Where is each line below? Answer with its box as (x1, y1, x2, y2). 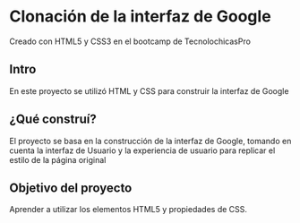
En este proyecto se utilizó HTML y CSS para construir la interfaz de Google (9, 85, 289, 96)
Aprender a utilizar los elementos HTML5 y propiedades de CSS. (9, 204, 248, 215)
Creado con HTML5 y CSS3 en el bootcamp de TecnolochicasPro (9, 36, 251, 47)
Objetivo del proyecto (9, 180, 133, 195)
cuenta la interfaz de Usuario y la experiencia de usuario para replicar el (9, 145, 276, 156)
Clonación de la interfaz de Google (9, 6, 271, 27)
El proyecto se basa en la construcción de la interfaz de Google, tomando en (9, 135, 292, 146)
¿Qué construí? (9, 112, 97, 127)
